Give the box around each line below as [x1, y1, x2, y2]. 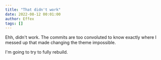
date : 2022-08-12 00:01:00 [5, 12, 61, 17]
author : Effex [5, 16, 35, 21]
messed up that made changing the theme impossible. [5, 40, 116, 46]
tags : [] [5, 21, 23, 26]
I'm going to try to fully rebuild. [5, 49, 68, 55]
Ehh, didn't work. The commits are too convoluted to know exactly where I [5, 34, 157, 40]
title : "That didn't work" [5, 7, 61, 12]
